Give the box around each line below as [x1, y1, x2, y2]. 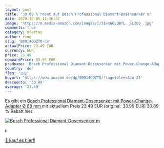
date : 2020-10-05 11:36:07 [5, 16, 60, 21]
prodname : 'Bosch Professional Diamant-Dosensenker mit [5, 62, 121, 66]
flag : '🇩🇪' [5, 71, 29, 76]
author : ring [5, 35, 32, 40]
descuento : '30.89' [5, 80, 45, 85]
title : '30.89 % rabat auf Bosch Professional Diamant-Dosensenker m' [5, 12, 152, 17]
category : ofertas [5, 30, 42, 35]
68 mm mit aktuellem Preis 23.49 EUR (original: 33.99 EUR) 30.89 [26, 103, 159, 109]
